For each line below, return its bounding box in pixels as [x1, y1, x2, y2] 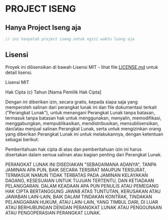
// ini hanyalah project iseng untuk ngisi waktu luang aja [5, 36, 135, 41]
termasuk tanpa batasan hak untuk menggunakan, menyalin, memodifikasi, [5, 115, 162, 121]
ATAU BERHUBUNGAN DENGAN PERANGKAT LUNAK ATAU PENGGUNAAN [5, 204, 162, 210]
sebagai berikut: [5, 136, 39, 142]
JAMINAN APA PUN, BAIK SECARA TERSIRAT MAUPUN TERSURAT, [5, 166, 146, 172]
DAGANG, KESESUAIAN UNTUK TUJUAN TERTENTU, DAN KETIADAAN [5, 178, 154, 184]
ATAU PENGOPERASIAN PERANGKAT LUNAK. [5, 209, 101, 215]
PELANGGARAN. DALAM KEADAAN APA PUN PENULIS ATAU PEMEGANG [5, 183, 159, 189]
